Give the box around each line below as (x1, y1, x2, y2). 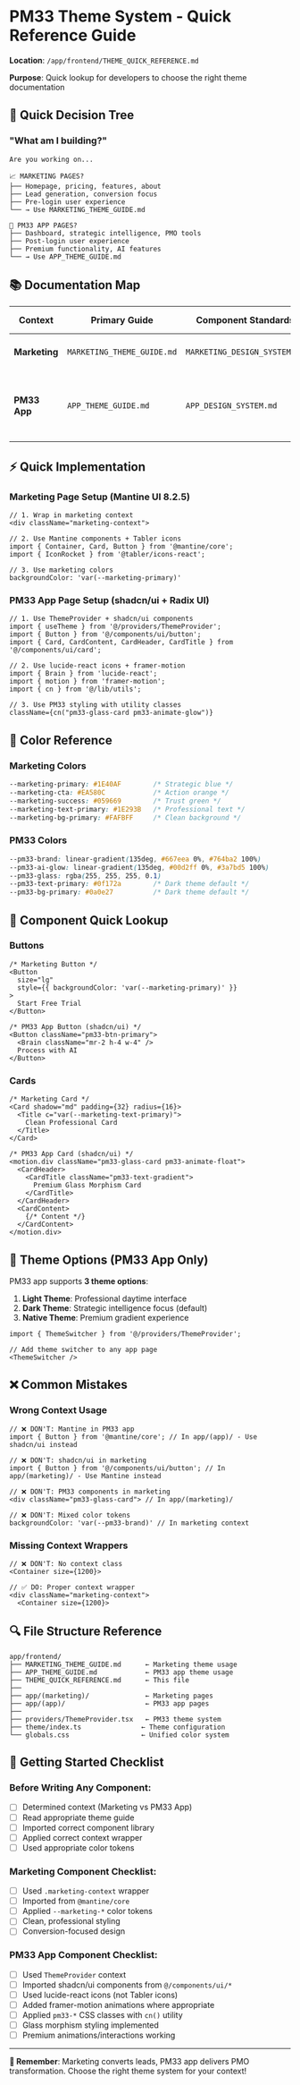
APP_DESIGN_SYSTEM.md (186, 401, 278, 411)
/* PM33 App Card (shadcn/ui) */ (9, 1150, 134, 1159)
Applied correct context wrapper (21, 1832, 143, 1842)
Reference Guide (9, 25, 137, 46)
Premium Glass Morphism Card (32, 1181, 142, 1190)
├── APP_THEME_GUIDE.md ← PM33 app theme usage (9, 1667, 234, 1677)
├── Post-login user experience (9, 236, 129, 245)
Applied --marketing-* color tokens (21, 1906, 154, 1917)
